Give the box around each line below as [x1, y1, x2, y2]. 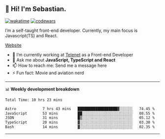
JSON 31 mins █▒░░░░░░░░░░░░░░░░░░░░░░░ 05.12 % [5, 115, 155, 120]
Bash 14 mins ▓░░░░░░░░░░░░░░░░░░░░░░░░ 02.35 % [5, 125, 155, 130]
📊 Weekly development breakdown [5, 86, 80, 92]
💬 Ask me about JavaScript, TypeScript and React [12, 57, 115, 63]
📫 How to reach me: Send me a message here [12, 62, 107, 68]
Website [5, 42, 22, 48]
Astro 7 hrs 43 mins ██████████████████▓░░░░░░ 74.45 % [5, 106, 155, 111]
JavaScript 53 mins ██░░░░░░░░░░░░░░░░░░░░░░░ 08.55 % [5, 111, 155, 116]
